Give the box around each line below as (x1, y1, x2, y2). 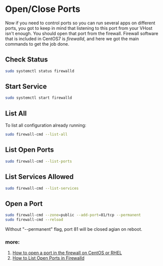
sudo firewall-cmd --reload (5, 217, 64, 222)
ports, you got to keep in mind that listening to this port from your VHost (5, 25, 153, 31)
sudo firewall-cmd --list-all (5, 132, 68, 137)
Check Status (5, 56, 48, 64)
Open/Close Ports (5, 3, 81, 15)
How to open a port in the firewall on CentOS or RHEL (12, 250, 122, 256)
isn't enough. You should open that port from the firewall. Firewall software (5, 30, 159, 36)
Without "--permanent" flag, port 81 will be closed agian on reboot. (5, 226, 143, 232)
